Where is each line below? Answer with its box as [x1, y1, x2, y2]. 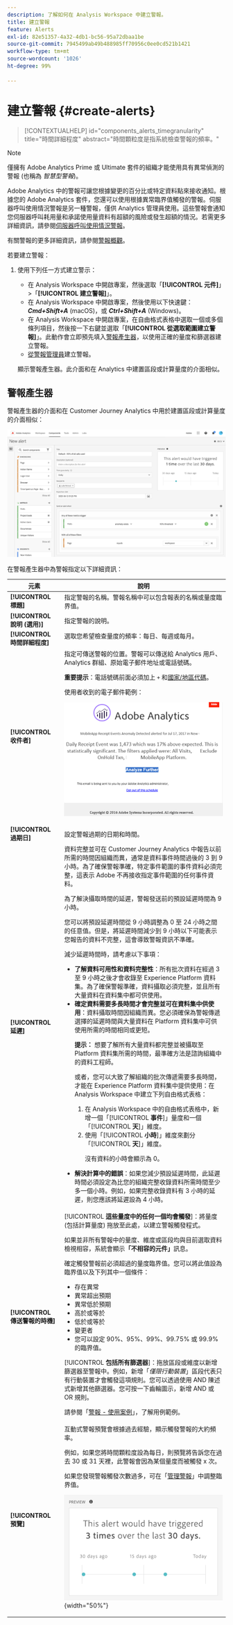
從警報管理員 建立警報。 [27, 350, 95, 358]
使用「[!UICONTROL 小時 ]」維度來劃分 [85, 1130, 196, 1139]
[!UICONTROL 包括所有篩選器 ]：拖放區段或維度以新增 [64, 1358, 218, 1366]
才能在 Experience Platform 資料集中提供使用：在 [74, 1081, 215, 1089]
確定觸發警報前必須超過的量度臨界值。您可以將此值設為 [64, 1259, 223, 1267]
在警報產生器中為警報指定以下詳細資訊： [7, 565, 123, 573]
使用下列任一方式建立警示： [17, 265, 97, 274]
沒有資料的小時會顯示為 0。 [85, 1154, 164, 1162]
